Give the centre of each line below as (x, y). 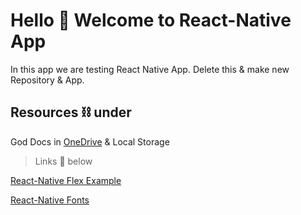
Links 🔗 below (63, 161)
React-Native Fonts (50, 200)
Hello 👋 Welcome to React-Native (151, 20)
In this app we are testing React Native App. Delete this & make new (150, 69)
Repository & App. (47, 80)
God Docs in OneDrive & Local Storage (90, 141)
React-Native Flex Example (66, 180)
